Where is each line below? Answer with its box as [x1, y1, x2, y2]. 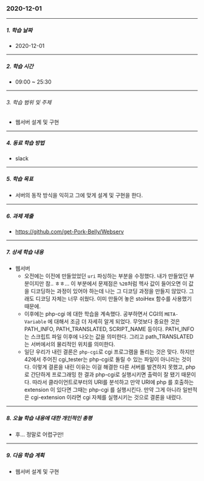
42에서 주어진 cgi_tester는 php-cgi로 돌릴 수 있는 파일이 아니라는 [24, 356, 180, 363]
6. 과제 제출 [6, 212, 34, 220]
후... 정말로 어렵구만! [15, 431, 64, 438]
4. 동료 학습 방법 [6, 140, 45, 147]
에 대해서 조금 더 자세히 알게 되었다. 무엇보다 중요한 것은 [47, 318, 180, 325]
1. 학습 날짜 [6, 26, 33, 34]
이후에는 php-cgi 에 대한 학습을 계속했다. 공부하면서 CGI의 [24, 311, 164, 318]
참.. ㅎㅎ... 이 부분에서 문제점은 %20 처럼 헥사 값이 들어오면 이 [45, 280, 188, 288]
